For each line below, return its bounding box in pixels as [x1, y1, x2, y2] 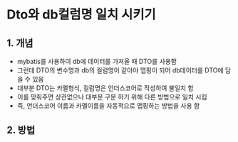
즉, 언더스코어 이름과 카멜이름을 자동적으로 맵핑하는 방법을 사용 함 [16, 102, 200, 110]
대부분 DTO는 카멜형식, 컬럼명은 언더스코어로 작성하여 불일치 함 [16, 84, 194, 92]
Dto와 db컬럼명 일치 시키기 [6, 6, 156, 23]
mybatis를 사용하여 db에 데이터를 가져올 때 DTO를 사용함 [16, 58, 177, 65]
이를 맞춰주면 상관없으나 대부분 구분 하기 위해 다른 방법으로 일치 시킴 [16, 93, 207, 101]
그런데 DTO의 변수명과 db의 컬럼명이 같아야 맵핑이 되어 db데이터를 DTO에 [16, 66, 224, 75]
